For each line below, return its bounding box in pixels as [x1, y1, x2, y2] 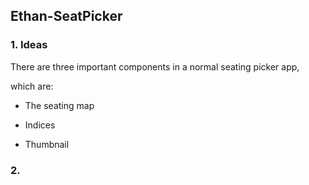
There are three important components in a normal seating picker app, [10, 60, 300, 73]
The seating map [24, 99, 95, 111]
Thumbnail [24, 138, 70, 150]
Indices [24, 119, 56, 131]
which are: [10, 80, 54, 92]
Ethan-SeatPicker [10, 8, 123, 25]
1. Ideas [10, 38, 48, 52]
